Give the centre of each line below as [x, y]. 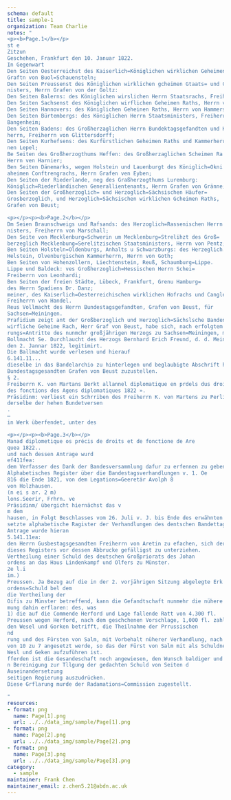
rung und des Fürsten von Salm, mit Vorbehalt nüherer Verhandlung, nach [115, 639]
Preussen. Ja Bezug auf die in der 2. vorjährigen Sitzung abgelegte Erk [115, 582]
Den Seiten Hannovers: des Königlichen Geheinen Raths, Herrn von [104, 109]
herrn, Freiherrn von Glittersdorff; [61, 135]
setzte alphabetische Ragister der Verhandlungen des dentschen [101, 525]
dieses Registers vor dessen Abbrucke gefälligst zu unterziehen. [104, 550]
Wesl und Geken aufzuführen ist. [55, 652]
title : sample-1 [30, 20]
